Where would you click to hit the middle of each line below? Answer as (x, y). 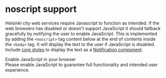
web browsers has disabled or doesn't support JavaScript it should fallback (83, 28)
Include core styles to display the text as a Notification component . (74, 49)
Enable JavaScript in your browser (40, 59)
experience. (17, 70)
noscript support (41, 9)
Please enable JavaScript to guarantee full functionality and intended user (81, 64)
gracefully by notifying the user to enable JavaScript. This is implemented (81, 33)
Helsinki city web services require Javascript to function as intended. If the (82, 23)
